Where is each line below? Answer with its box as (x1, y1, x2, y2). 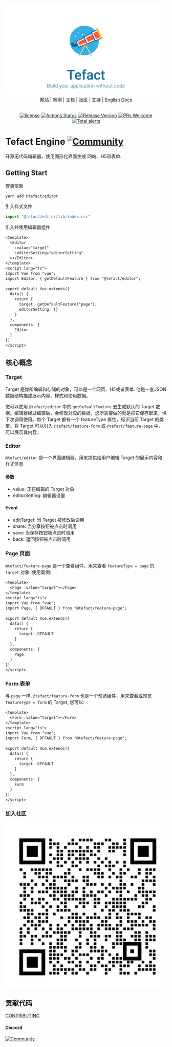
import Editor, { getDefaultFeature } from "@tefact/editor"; (5, 276, 141, 281)
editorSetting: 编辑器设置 (12, 492, 66, 499)
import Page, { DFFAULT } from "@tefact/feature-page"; (5, 605, 127, 611)
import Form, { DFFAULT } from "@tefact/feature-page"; (5, 736, 127, 741)
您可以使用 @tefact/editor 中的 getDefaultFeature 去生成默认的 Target (5, 403, 155, 409)
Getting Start (5, 168, 48, 177)
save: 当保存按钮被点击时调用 (12, 529, 75, 536)
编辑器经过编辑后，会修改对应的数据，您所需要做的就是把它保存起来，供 (14, 410, 167, 416)
